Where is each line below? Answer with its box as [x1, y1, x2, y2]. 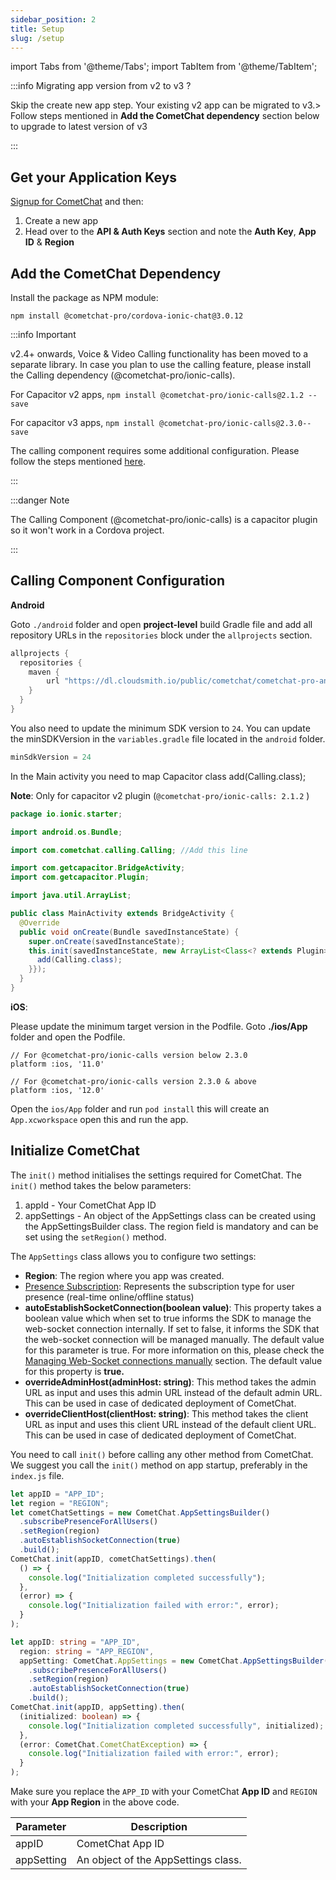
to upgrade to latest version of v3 [10, 121, 148, 133]
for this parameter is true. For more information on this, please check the [24, 1344, 325, 1356]
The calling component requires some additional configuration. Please [10, 445, 300, 456]
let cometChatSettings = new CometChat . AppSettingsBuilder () [10, 1507, 271, 1518]
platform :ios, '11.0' [10, 1059, 105, 1069]
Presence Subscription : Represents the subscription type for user [24, 1280, 295, 1292]
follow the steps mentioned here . [10, 456, 147, 467]
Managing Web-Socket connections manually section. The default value [24, 1354, 323, 1366]
